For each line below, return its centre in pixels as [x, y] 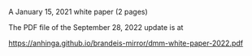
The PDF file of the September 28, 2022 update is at [96, 27]
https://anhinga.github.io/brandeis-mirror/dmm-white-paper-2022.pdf [126, 43]
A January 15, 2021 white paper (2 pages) [78, 12]
